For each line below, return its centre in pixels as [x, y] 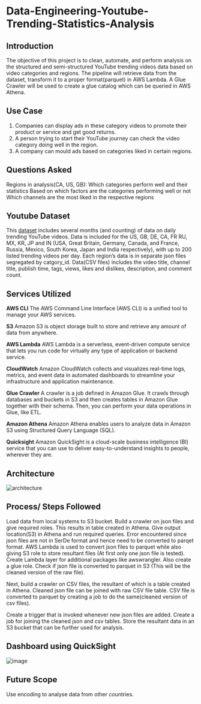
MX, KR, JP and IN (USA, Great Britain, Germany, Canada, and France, [93, 243]
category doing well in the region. [56, 145]
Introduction [30, 46]
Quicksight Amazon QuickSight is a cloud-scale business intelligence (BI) [97, 442]
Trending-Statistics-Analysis [80, 24]
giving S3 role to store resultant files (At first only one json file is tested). [95, 553]
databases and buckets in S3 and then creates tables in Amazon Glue [92, 400]
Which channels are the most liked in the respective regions [80, 197]
